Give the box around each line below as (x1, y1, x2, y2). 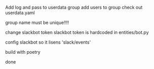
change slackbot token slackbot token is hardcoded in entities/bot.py (5, 29, 149, 35)
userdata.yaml (5, 10, 35, 16)
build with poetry (5, 49, 40, 55)
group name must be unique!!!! (5, 20, 69, 25)
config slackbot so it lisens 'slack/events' (5, 39, 91, 45)
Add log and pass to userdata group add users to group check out (5, 5, 143, 10)
